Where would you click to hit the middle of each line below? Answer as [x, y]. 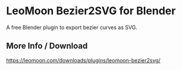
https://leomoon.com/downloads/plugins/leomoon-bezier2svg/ [83, 60]
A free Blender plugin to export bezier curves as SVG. [72, 27]
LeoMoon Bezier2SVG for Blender [91, 11]
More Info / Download [47, 46]
